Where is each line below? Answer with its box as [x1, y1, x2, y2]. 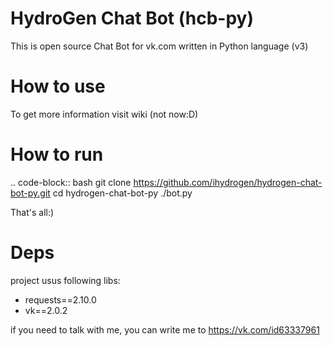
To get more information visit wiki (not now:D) [10, 108, 199, 120]
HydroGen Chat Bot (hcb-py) [10, 7, 254, 30]
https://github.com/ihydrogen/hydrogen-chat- [133, 176, 323, 188]
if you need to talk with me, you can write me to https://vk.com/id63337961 [10, 323, 320, 336]
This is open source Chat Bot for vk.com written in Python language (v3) [10, 40, 309, 52]
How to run [10, 143, 104, 166]
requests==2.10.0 [24, 293, 97, 306]
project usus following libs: [10, 274, 121, 286]
